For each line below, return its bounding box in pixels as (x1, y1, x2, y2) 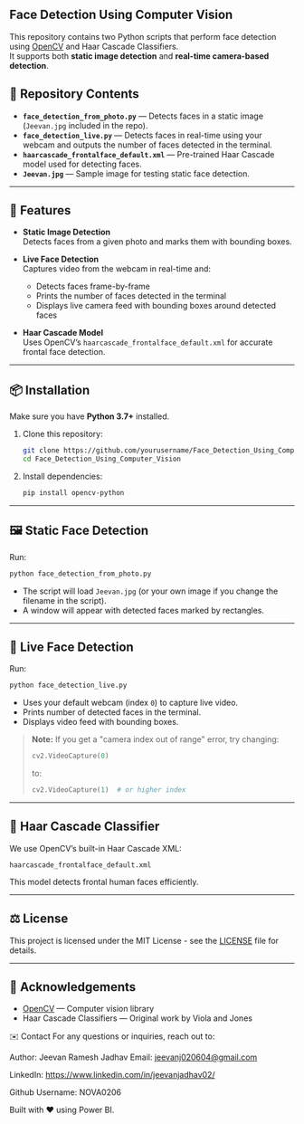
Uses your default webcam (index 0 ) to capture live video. (22, 697, 238, 709)
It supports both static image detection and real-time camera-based (9, 50, 270, 62)
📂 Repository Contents (9, 86, 140, 102)
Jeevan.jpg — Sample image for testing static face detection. (22, 167, 251, 179)
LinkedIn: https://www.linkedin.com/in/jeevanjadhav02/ (9, 1070, 215, 1081)
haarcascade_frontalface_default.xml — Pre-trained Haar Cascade (22, 148, 275, 159)
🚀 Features (9, 203, 71, 218)
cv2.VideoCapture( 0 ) (31, 751, 109, 761)
